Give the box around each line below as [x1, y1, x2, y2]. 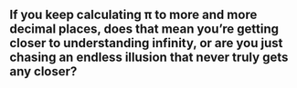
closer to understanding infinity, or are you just [9, 35, 283, 51]
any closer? [9, 64, 78, 80]
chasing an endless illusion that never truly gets [9, 50, 289, 65]
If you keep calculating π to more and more [9, 7, 258, 23]
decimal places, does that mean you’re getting [9, 22, 279, 37]
